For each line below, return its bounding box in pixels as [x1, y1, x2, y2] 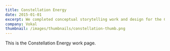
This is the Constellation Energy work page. [5, 40, 96, 46]
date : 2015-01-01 [5, 12, 42, 17]
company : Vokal [5, 21, 37, 27]
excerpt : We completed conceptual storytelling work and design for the [5, 17, 162, 22]
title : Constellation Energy [5, 7, 67, 13]
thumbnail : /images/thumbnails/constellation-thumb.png [5, 26, 125, 31]
